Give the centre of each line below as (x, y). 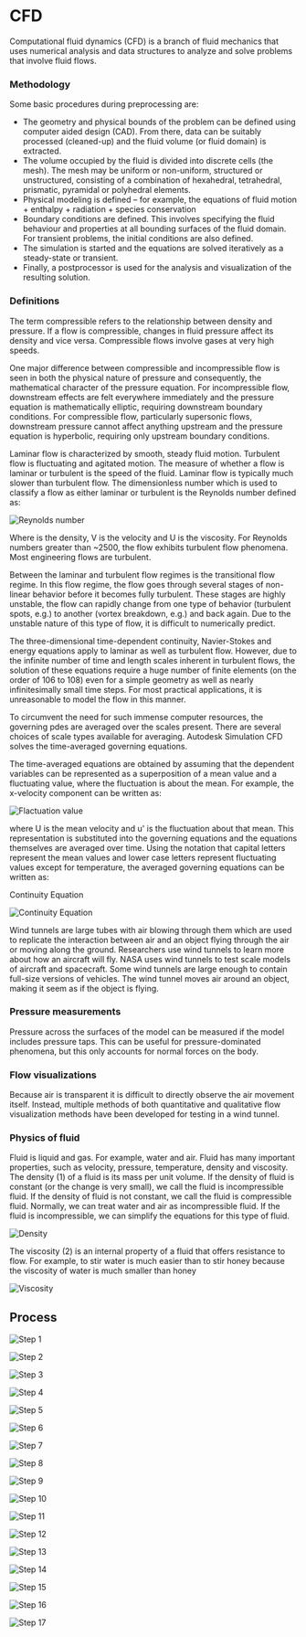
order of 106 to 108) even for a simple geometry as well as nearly (132, 680)
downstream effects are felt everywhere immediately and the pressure (142, 397)
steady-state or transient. (70, 258)
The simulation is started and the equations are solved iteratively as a (153, 249)
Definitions (35, 301)
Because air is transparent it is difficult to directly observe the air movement (152, 1095)
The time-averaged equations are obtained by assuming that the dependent (152, 763)
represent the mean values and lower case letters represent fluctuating (143, 857)
